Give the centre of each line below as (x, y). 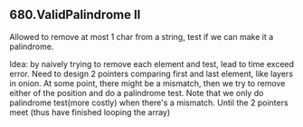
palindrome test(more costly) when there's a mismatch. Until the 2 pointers (149, 103)
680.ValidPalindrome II (75, 15)
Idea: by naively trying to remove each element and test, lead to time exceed (152, 63)
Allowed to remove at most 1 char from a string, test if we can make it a (142, 36)
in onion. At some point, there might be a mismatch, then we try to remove (147, 83)
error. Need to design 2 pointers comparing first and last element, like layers (151, 73)
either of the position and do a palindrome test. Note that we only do (137, 93)
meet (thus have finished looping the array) (90, 112)
